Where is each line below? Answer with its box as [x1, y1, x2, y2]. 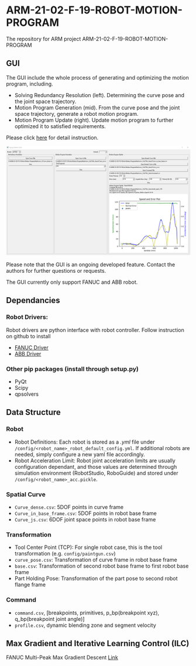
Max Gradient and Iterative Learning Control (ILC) [6, 638, 190, 648]
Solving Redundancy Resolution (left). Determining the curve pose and [14, 91, 185, 98]
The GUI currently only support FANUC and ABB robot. [6, 279, 138, 286]
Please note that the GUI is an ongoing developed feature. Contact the [6, 261, 176, 268]
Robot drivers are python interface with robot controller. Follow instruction [6, 326, 184, 334]
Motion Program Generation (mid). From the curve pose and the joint [14, 104, 180, 111]
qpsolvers [14, 390, 39, 397]
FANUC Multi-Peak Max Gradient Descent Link [6, 654, 118, 661]
